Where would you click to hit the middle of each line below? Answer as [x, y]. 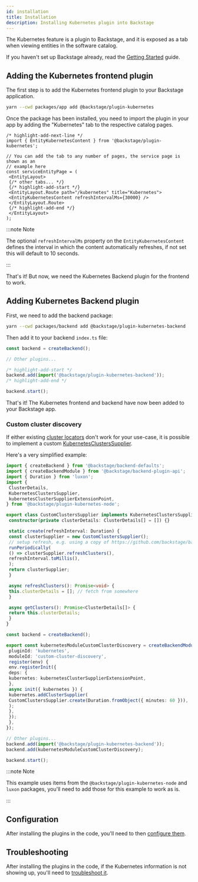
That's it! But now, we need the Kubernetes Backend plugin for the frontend [98, 276]
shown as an [21, 161]
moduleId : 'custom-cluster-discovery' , [58, 656]
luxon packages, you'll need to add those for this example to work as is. [93, 789]
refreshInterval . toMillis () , [44, 559]
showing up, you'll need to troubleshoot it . [57, 873]
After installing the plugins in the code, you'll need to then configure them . [96, 833]
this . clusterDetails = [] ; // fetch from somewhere [73, 591]
